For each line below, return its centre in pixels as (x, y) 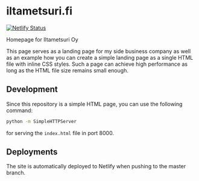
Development (32, 90)
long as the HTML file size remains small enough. (67, 70)
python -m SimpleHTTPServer (42, 121)
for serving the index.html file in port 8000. (60, 133)
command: (20, 110)
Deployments (32, 152)
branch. (16, 173)
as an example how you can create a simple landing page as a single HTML (100, 57)
